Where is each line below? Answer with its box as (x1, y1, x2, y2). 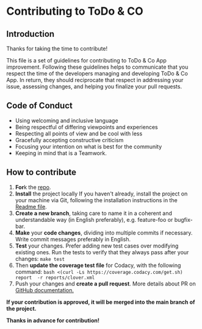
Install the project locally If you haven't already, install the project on (15, 190, 188, 197)
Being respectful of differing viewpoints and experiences (15, 123, 158, 130)
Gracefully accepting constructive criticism (15, 136, 124, 143)
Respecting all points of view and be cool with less (15, 130, 143, 137)
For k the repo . (15, 183, 51, 191)
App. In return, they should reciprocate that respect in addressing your (6, 77, 184, 83)
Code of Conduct (6, 100, 73, 111)
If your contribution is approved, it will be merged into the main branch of (6, 298, 195, 306)
